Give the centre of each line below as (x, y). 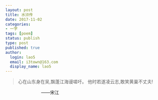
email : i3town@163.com (34, 62)
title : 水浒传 (19, 15)
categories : (18, 24)
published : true (22, 48)
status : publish (22, 39)
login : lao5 (23, 57)
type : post (17, 43)
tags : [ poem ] (19, 34)
